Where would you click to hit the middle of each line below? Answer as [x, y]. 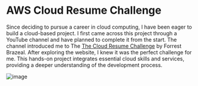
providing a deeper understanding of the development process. [84, 65]
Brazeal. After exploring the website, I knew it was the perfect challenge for [99, 52]
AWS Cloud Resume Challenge [84, 10]
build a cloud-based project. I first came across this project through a [92, 33]
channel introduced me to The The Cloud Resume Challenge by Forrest [94, 46]
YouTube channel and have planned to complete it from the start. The [92, 39]
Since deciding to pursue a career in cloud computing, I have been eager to [99, 27]
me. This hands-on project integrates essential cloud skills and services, [95, 59]
